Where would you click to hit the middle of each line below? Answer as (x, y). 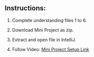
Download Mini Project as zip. (43, 30)
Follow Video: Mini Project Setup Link (51, 49)
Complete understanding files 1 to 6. (49, 20)
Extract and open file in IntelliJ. (44, 39)
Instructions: (25, 8)
